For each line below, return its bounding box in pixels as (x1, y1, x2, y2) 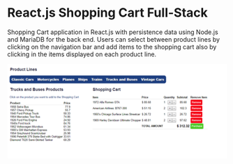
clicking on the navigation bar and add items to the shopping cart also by (7, 42, 217, 51)
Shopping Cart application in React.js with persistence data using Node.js (7, 28, 218, 36)
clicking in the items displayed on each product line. (7, 50, 157, 58)
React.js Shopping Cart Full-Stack (7, 5, 208, 21)
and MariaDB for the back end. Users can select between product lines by (7, 35, 220, 43)
